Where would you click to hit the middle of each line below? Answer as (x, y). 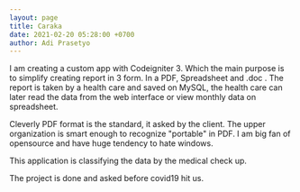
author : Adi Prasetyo (50, 43)
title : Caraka (36, 26)
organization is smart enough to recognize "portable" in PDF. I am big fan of (150, 134)
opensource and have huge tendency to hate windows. (111, 143)
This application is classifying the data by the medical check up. (128, 161)
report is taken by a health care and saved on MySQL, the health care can (146, 87)
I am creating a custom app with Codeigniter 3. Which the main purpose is (147, 69)
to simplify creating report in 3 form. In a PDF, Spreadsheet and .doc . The (146, 78)
